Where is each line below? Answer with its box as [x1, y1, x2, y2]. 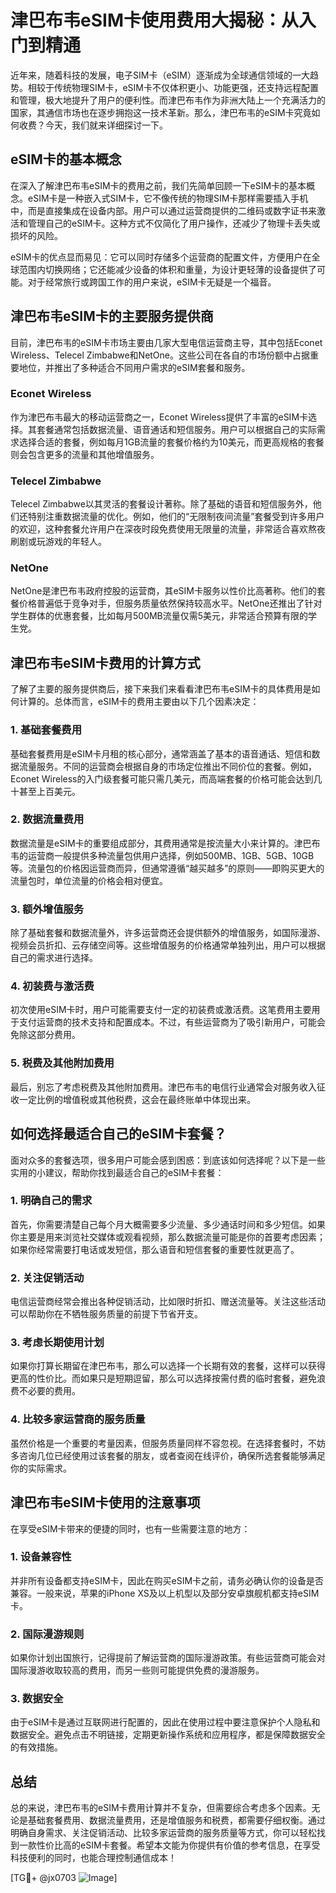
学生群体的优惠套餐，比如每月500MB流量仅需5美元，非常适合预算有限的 [10, 610, 309, 622]
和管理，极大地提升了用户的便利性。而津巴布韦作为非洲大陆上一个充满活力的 [10, 94, 326, 106]
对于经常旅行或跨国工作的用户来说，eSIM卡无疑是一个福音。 [27, 276, 277, 288]
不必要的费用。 [18, 1385, 81, 1397]
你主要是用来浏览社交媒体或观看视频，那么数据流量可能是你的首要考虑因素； [10, 1231, 326, 1243]
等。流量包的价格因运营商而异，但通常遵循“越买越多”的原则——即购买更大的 [10, 862, 325, 874]
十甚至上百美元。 [10, 785, 81, 797]
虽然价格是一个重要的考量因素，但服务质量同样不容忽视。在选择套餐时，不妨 [10, 1437, 326, 1449]
